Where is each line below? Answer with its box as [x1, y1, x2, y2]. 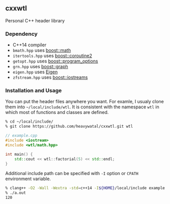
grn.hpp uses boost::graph [12, 64, 68, 70]
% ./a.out [5, 190, 26, 195]
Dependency [5, 30, 38, 37]
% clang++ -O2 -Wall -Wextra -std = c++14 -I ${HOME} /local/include [5, 186, 147, 191]
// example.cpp [5, 133, 38, 138]
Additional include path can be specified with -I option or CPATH [5, 170, 138, 177]
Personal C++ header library [5, 17, 65, 23]
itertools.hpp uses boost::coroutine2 [12, 53, 93, 59]
